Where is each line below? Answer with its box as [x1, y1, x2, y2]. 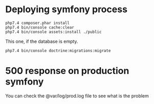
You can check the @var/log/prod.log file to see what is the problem [5, 93, 149, 99]
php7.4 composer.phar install [5, 20, 70, 25]
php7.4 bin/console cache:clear [5, 24, 74, 30]
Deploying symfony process [5, 4, 128, 15]
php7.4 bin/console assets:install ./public [5, 29, 102, 34]
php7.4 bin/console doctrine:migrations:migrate [5, 48, 111, 53]
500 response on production [5, 65, 129, 77]
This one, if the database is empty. [5, 38, 78, 44]
